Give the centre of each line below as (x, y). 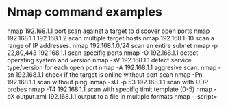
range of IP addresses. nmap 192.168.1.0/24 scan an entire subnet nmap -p (112, 45)
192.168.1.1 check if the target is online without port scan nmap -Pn (109, 74)
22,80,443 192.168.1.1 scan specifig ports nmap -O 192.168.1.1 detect (103, 53)
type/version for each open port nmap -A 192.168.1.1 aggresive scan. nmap (112, 67)
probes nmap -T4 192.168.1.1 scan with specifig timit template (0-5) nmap (110, 89)
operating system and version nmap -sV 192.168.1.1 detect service (99, 60)
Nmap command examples (85, 12)
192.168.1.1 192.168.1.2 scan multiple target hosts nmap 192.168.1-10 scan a (111, 38)
